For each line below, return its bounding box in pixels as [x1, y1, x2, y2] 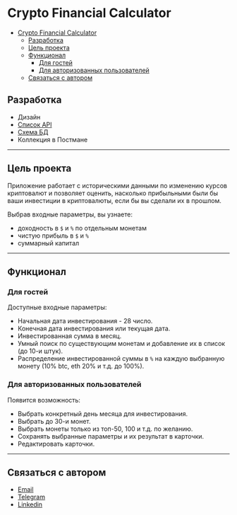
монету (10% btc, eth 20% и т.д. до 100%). [17, 362, 145, 371]
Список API [17, 120, 52, 129]
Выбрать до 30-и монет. [17, 417, 91, 425]
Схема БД [17, 127, 49, 136]
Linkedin [17, 500, 43, 509]
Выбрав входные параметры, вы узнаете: [7, 210, 133, 219]
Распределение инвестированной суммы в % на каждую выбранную [17, 354, 225, 363]
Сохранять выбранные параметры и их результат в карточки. [17, 432, 205, 440]
